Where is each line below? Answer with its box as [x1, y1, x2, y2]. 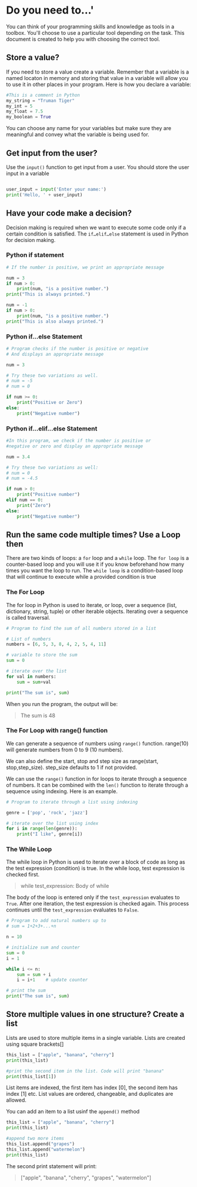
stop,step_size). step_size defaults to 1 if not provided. [6, 764, 138, 771]
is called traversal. [6, 614, 51, 621]
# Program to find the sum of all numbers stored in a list [6, 625, 157, 631]
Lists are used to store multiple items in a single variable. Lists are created [6, 1034, 185, 1041]
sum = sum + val [16, 679, 51, 685]
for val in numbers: [6, 674, 57, 679]
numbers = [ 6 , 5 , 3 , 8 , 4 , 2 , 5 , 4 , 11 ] [6, 641, 107, 648]
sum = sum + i [16, 972, 51, 977]
